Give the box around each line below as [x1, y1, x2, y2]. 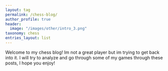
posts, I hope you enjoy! [5, 60, 56, 66]
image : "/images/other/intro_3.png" [10, 26, 87, 31]
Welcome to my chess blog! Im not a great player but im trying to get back [5, 49, 160, 55]
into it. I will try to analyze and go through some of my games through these [5, 54, 163, 60]
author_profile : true [5, 17, 51, 22]
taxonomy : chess [5, 31, 39, 36]
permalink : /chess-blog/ [5, 12, 58, 17]
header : [5, 21, 22, 27]
